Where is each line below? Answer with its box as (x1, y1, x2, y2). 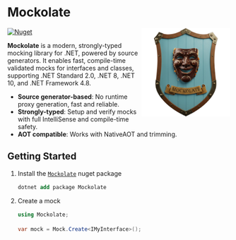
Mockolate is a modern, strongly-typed (7, 41, 122, 49)
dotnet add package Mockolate (17, 184, 107, 191)
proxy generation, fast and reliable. (17, 100, 120, 108)
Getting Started (7, 150, 77, 162)
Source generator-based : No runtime (17, 92, 128, 101)
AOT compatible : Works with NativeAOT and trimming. (17, 130, 177, 138)
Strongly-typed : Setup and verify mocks (17, 107, 137, 116)
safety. (17, 122, 38, 131)
